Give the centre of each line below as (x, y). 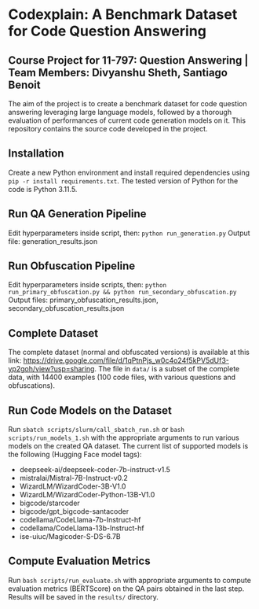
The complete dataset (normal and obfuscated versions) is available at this (129, 352)
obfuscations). (31, 386)
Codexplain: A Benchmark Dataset (123, 15)
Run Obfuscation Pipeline (72, 266)
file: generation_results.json (53, 241)
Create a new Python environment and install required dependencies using (129, 172)
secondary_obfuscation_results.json (66, 308)
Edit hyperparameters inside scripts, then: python (88, 285)
